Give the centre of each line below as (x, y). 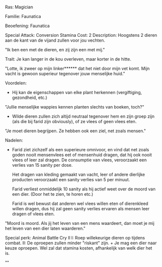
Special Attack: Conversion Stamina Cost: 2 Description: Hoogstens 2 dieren (81, 35)
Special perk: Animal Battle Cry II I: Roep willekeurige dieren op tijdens (75, 238)
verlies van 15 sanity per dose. (42, 165)
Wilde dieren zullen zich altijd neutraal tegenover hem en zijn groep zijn (83, 116)
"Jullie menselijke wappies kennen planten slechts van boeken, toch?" (74, 107)
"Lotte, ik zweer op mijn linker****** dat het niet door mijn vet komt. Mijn (77, 68)
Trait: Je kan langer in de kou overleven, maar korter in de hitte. (68, 59)
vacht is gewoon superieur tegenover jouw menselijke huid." (65, 74)
